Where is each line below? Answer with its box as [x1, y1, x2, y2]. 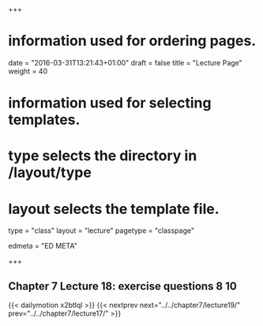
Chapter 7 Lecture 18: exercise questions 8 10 [8, 279, 237, 293]
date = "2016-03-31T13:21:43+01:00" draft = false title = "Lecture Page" [8, 58, 242, 67]
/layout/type [8, 163, 92, 182]
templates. [8, 111, 81, 129]
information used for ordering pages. [8, 32, 257, 50]
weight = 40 [8, 66, 48, 76]
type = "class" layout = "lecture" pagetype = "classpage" [8, 226, 195, 235]
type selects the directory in [8, 147, 197, 165]
